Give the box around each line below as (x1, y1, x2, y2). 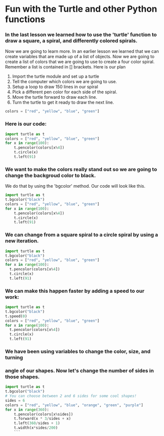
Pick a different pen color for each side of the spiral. (12, 89, 117, 95)
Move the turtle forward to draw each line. (12, 94, 97, 100)
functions (5, 14, 46, 25)
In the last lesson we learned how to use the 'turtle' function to (5, 31, 157, 38)
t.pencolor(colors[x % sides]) (14, 412, 73, 416)
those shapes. (5, 373, 40, 380)
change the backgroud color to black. (5, 172, 96, 179)
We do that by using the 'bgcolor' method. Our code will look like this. (5, 183, 145, 189)
